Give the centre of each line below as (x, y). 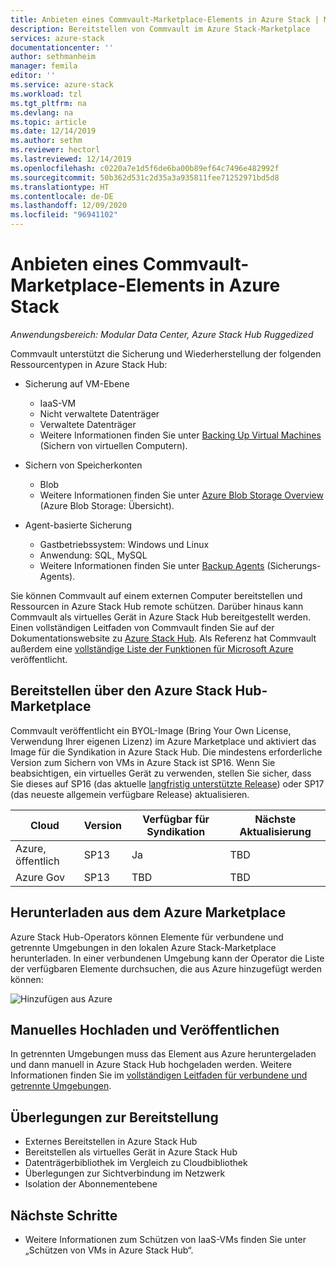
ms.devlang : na (42, 112)
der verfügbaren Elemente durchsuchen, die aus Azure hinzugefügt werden (166, 968)
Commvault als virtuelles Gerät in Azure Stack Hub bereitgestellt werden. (161, 617)
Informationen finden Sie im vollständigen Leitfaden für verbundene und (159, 1075)
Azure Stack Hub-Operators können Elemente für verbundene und (147, 937)
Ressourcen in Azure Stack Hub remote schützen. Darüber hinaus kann (157, 606)
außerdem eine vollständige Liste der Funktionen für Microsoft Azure (152, 648)
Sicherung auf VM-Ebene (77, 383)
